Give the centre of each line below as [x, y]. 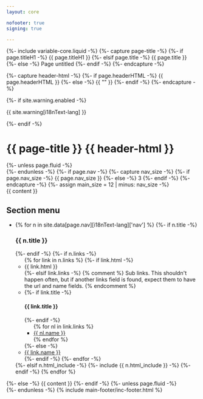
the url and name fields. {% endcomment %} [80, 286]
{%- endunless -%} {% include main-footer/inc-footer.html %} [84, 390]
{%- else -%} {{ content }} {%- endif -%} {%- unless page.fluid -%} [91, 383]
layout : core [23, 12]
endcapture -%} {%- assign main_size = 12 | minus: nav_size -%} [88, 185]
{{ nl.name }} [49, 333]
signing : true [24, 29]
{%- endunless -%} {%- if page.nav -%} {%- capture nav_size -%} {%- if [98, 172]
